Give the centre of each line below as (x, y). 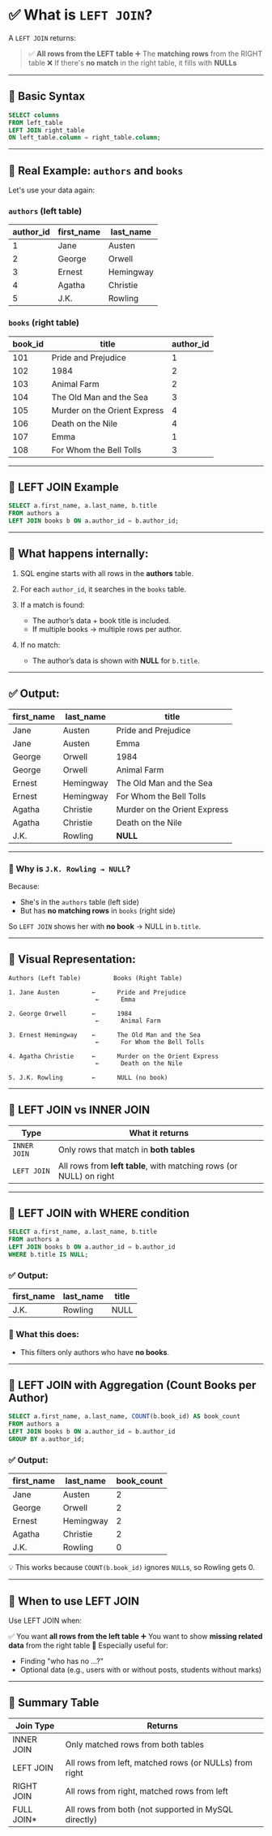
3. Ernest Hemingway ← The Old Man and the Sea (104, 1035)
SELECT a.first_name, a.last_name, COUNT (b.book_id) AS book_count (125, 1417)
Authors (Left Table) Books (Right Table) (96, 978)
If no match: (40, 645)
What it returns (159, 1133)
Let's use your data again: (52, 190)
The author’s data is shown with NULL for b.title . (116, 660)
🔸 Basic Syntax (47, 96)
